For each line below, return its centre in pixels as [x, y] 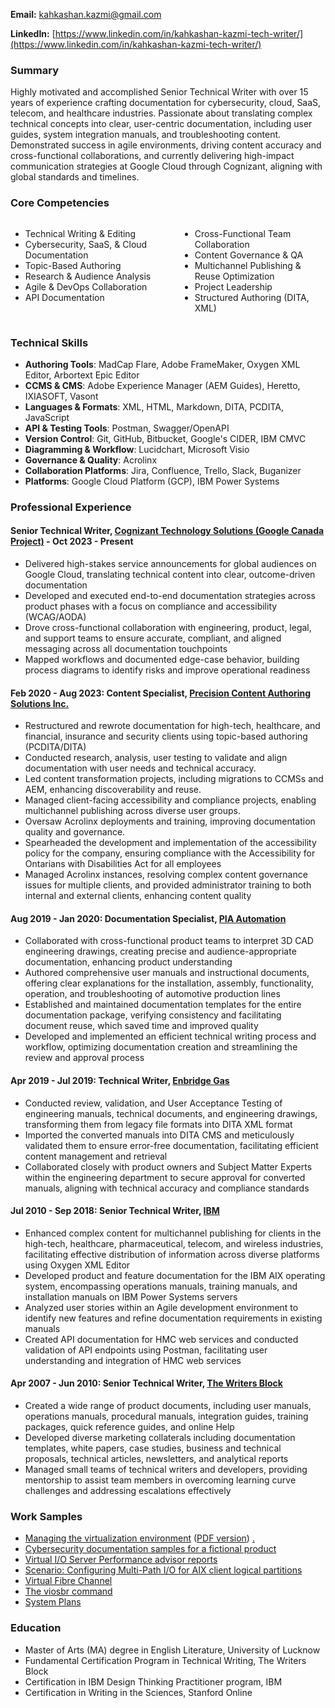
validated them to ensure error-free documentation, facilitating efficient [171, 1145]
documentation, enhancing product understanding [128, 962]
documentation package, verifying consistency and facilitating [153, 1015]
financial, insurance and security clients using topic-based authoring [166, 736]
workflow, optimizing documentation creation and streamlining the [161, 1047]
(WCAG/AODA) [55, 617]
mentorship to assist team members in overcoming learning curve [160, 1480]
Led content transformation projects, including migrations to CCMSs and [174, 779]
